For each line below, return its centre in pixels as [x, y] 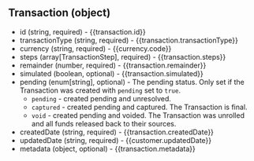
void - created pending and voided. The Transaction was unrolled [138, 115]
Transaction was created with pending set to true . [100, 90]
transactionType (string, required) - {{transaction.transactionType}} [129, 40]
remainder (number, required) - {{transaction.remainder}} [113, 65]
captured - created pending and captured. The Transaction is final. [139, 107]
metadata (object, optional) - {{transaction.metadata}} [107, 148]
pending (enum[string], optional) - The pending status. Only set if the [132, 82]
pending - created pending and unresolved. [101, 98]
